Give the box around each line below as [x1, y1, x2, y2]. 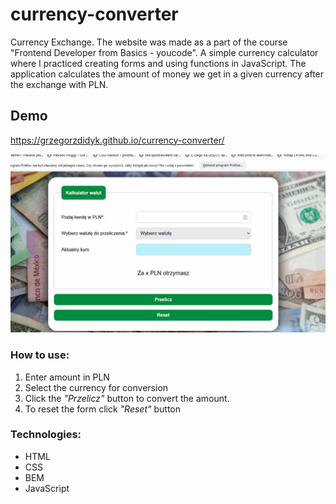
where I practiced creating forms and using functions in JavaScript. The [10, 57, 307, 69]
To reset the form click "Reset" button [24, 403, 181, 415]
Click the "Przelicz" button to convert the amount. [24, 392, 230, 404]
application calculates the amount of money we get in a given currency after [10, 68, 325, 80]
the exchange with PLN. [10, 78, 109, 90]
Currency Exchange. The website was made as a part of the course [10, 36, 288, 48]
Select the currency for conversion [24, 381, 169, 393]
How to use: [10, 348, 70, 362]
